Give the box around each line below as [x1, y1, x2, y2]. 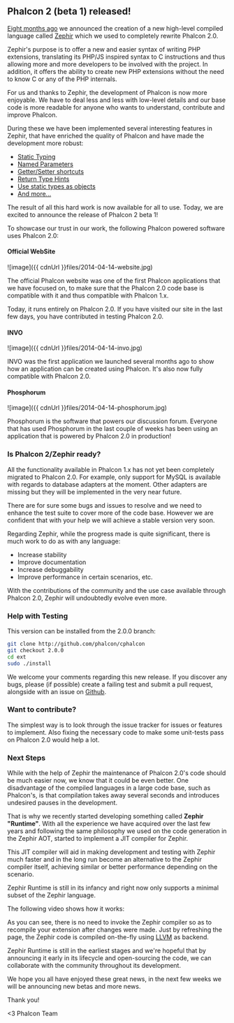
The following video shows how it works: [7, 904, 124, 913]
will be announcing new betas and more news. [7, 982, 141, 991]
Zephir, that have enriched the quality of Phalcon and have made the [7, 131, 205, 140]
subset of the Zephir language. [7, 891, 96, 899]
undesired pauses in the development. [7, 799, 117, 807]
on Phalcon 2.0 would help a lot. [7, 735, 100, 744]
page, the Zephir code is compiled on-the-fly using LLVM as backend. [7, 933, 210, 941]
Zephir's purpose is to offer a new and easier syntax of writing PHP [7, 45, 201, 53]
